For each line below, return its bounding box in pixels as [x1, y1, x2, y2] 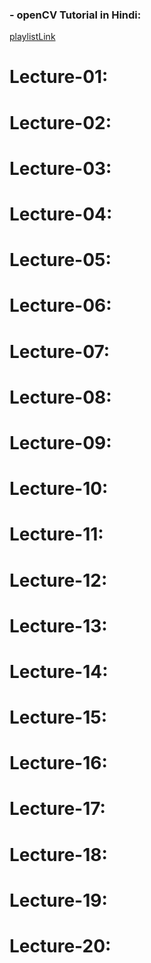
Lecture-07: [9, 340, 111, 363]
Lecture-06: [9, 294, 112, 317]
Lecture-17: [9, 798, 106, 820]
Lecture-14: [9, 660, 109, 683]
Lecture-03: [9, 157, 112, 180]
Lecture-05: [9, 249, 112, 272]
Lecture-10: [9, 478, 109, 500]
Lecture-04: [9, 203, 113, 226]
